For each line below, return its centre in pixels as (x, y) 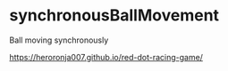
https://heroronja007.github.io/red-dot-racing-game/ (106, 57)
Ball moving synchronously (59, 40)
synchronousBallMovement (114, 16)
